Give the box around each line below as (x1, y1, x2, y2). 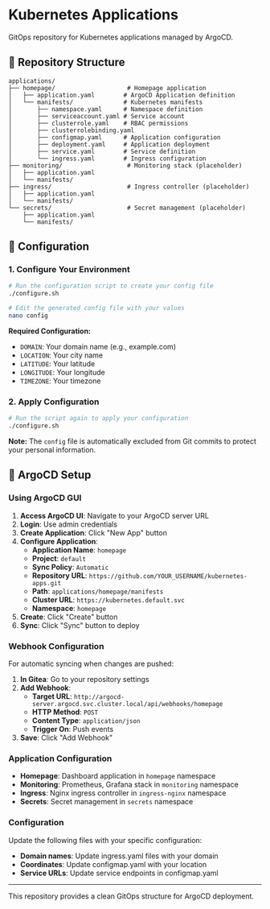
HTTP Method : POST (31, 707, 99, 717)
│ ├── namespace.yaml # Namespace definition (8, 105, 203, 114)
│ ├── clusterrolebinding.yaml (8, 126, 135, 134)
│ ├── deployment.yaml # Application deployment (8, 140, 211, 148)
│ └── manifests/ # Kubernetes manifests (8, 98, 203, 106)
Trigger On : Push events (31, 724, 114, 733)
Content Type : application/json (31, 715, 141, 725)
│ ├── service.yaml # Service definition (8, 147, 196, 155)
